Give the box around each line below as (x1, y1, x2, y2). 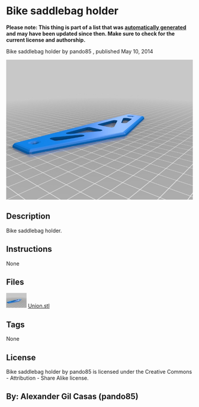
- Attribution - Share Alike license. (6, 374, 89, 382)
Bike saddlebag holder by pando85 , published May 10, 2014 (6, 47, 153, 55)
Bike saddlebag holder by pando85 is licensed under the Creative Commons (6, 368, 192, 375)
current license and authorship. (6, 36, 86, 43)
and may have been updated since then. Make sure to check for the (6, 30, 175, 37)
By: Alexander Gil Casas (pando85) (6, 392, 139, 402)
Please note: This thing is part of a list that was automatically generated (6, 24, 187, 31)
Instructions (6, 244, 52, 254)
